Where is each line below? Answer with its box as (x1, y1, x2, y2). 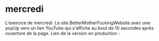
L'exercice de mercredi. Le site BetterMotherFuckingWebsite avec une (5, 20, 150, 26)
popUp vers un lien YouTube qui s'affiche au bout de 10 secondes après (5, 25, 154, 31)
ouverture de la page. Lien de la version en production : (5, 30, 120, 36)
